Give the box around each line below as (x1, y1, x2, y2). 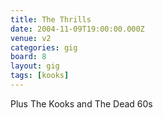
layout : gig (10, 61, 60, 71)
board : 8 (10, 52, 47, 62)
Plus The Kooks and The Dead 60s (10, 97, 153, 110)
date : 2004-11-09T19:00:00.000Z (10, 24, 145, 34)
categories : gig (10, 42, 78, 53)
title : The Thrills (10, 14, 92, 25)
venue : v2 (10, 33, 52, 43)
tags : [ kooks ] (10, 71, 70, 81)
